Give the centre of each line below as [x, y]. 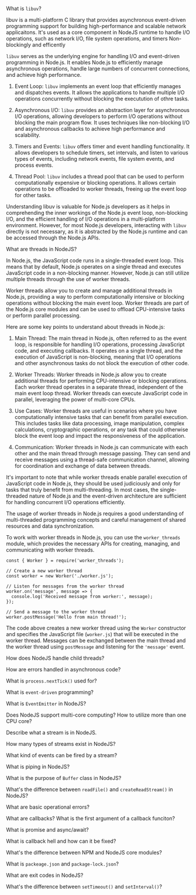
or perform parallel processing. [43, 315]
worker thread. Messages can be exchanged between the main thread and [96, 640]
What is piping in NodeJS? [38, 766]
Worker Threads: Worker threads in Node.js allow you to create [90, 374]
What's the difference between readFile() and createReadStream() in [90, 789]
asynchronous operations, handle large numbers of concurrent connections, [98, 69]
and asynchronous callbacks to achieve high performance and [90, 129]
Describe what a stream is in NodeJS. [51, 732]
